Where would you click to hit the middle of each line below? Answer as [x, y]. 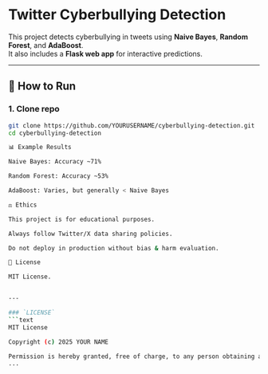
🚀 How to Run [42, 87]
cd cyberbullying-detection [55, 133]
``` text [21, 320]
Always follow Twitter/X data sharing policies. [91, 234]
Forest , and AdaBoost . [46, 45]
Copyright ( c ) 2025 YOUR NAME [59, 342]
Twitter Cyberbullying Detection [117, 15]
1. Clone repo [34, 109]
